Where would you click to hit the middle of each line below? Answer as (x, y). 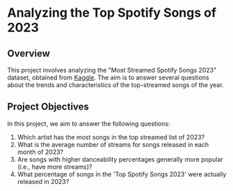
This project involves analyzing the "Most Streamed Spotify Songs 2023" (112, 70)
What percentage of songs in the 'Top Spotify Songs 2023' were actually (122, 174)
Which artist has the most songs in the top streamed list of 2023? (111, 137)
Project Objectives (48, 107)
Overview (29, 53)
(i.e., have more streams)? (55, 167)
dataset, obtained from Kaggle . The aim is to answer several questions (109, 77)
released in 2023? (43, 181)
